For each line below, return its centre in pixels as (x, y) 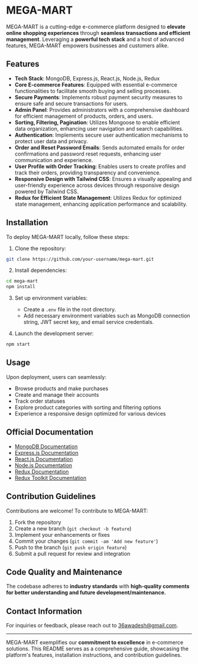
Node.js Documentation (43, 465)
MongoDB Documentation (46, 446)
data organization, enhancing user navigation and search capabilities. (99, 128)
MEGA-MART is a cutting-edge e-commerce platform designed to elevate (96, 27)
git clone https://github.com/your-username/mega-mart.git (80, 259)
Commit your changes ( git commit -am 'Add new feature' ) (86, 541)
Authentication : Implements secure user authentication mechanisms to (101, 135)
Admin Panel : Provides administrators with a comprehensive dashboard (102, 109)
